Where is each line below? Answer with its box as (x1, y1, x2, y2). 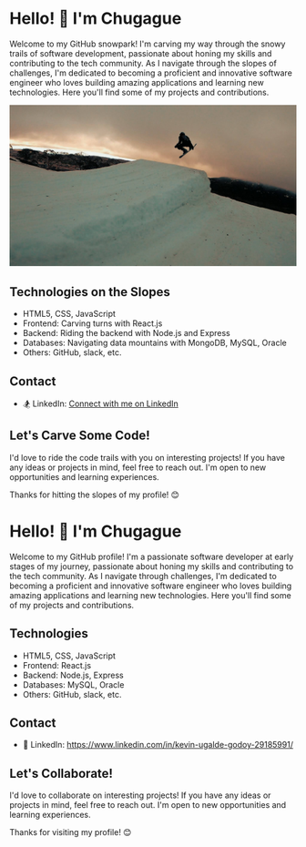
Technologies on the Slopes (9, 284, 171, 300)
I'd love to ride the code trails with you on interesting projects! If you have (9, 452, 285, 463)
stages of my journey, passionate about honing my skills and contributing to (9, 560, 294, 572)
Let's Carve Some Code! (9, 428, 150, 444)
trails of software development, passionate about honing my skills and (9, 47, 272, 58)
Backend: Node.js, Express (22, 669, 125, 680)
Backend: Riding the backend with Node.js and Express (22, 328, 230, 339)
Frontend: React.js (22, 659, 92, 670)
